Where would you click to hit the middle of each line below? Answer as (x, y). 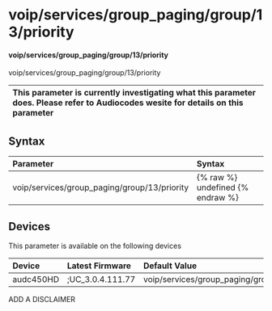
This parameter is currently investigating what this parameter (134, 93)
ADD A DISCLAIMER (42, 300)
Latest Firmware (99, 266)
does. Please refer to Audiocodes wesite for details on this (128, 103)
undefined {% (223, 187)
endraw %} (217, 198)
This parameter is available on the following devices (95, 246)
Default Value (170, 266)
